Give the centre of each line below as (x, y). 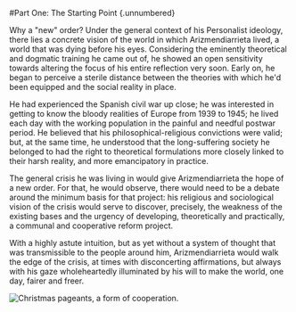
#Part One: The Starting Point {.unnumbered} (92, 13)
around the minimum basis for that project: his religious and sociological (142, 197)
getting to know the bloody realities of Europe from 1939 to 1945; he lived (144, 114)
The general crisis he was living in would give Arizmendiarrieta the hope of (147, 178)
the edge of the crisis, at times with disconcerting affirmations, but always (145, 262)
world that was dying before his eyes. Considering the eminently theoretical (148, 49)
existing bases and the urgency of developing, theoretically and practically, (147, 216)
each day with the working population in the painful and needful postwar (143, 123)
